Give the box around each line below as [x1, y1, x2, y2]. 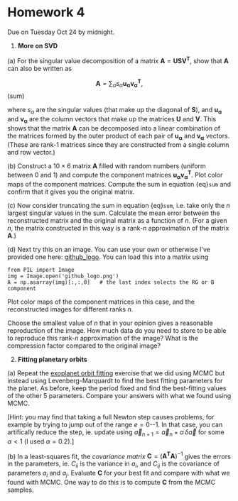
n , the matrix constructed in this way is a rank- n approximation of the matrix [7, 224, 229, 232]
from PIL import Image [7, 266, 75, 273]
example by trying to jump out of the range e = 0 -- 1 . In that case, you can [7, 420, 223, 429]
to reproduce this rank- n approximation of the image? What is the [7, 334, 199, 342]
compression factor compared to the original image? [7, 341, 161, 350]
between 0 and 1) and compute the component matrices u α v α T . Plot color [7, 170, 223, 181]
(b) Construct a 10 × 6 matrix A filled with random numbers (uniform [7, 162, 206, 170]
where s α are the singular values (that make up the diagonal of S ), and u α [7, 106, 222, 116]
